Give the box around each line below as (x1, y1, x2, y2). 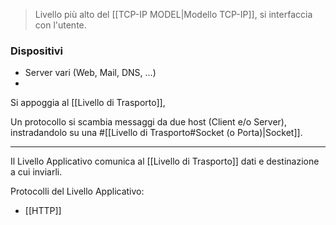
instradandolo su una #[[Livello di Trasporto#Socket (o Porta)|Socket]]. (10, 127, 303, 139)
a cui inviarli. (10, 166, 63, 178)
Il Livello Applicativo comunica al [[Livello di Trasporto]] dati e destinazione (10, 155, 320, 168)
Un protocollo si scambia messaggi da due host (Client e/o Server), (10, 116, 287, 128)
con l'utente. (34, 19, 87, 31)
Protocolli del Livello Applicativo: (10, 185, 145, 198)
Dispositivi (10, 44, 64, 58)
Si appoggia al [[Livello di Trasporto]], (10, 97, 166, 109)
